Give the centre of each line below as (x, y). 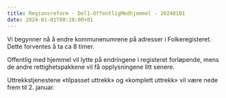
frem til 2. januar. (31, 87)
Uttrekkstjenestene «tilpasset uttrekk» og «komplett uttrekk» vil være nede (113, 80)
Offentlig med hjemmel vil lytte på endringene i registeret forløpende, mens (113, 59)
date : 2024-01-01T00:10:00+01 (50, 20)
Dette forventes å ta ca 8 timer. (51, 46)
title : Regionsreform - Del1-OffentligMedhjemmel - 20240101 (96, 13)
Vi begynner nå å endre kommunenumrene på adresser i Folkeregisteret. (110, 39)
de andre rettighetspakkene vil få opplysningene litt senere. (91, 67)
